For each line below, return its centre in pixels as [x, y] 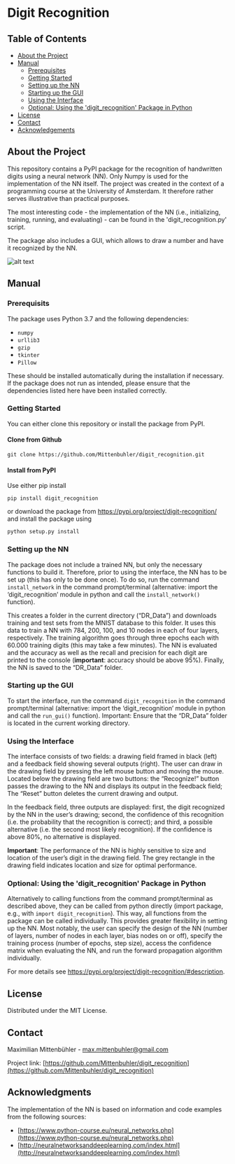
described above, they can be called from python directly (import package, [115, 906]
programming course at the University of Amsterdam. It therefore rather [111, 191]
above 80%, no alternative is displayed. [64, 837]
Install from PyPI [31, 470]
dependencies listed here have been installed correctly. [87, 391]
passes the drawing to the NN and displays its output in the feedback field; [115, 786]
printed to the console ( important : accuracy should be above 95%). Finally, [116, 660]
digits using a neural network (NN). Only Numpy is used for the [98, 176]
